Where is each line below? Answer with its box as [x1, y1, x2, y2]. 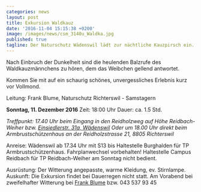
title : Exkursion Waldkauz [6, 20, 74, 26]
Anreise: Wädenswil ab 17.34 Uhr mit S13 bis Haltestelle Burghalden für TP [6, 142, 190, 149]
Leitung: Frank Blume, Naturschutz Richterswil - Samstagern [6, 94, 156, 102]
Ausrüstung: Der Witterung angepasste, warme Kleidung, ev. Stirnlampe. [6, 166, 186, 173]
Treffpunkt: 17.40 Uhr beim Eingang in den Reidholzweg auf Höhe [6, 117, 168, 124]
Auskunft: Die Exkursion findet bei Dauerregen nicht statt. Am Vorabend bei [6, 172, 193, 179]
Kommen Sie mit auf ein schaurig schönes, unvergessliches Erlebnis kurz [6, 76, 187, 84]
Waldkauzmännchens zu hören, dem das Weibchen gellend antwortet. [6, 65, 180, 72]
